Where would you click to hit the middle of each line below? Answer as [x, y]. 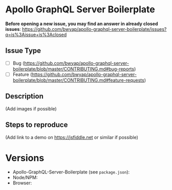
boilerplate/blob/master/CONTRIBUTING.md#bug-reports [73, 69]
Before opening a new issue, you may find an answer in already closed [82, 24]
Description [24, 96]
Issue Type [23, 51]
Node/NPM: [25, 178]
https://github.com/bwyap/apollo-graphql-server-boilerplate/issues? [94, 29]
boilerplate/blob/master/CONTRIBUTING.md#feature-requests [78, 80]
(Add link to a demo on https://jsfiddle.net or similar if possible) [72, 137]
